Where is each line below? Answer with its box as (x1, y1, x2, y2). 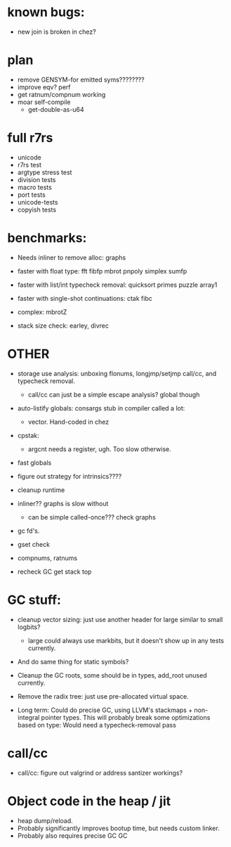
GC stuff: (7, 592, 62, 608)
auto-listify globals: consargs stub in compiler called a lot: (17, 403, 185, 412)
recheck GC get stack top (17, 567, 92, 576)
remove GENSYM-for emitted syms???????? (17, 75, 145, 84)
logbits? (17, 623, 41, 631)
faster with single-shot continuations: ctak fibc (17, 294, 152, 302)
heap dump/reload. (17, 816, 74, 825)
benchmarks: (7, 230, 87, 246)
